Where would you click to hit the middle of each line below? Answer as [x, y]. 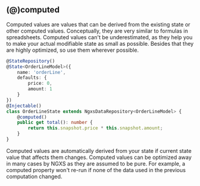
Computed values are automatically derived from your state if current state [99, 150]
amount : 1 [40, 89]
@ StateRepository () [31, 61]
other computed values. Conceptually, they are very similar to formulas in [97, 31]
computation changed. [34, 176]
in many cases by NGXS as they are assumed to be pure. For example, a [96, 163]
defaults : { [32, 78]
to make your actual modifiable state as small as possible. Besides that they [100, 43]
